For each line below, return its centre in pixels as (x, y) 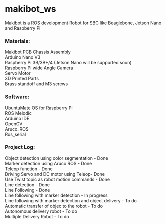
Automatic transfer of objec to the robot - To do (54, 206)
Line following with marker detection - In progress (57, 195)
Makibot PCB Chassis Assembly (38, 52)
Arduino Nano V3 (23, 57)
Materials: (18, 41)
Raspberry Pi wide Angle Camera (39, 68)
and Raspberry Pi (23, 28)
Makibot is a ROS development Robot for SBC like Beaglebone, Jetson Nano (83, 23)
